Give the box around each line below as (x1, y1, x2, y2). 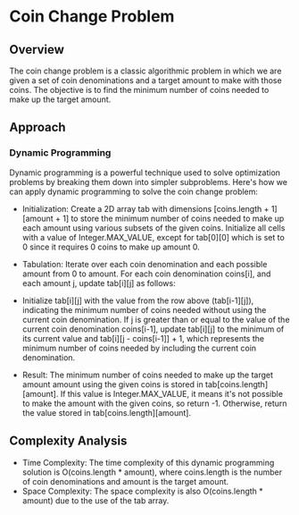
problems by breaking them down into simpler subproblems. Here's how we (9, 176, 288, 187)
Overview (9, 42, 65, 57)
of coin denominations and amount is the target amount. (21, 476, 229, 486)
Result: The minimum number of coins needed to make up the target (21, 369, 274, 380)
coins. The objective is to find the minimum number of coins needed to (9, 85, 270, 95)
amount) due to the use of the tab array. (21, 494, 170, 506)
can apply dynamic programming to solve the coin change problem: (9, 186, 259, 197)
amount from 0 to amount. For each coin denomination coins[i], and (21, 268, 271, 279)
